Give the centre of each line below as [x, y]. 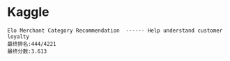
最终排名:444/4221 [32, 44]
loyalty [18, 36]
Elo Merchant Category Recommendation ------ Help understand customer [115, 31]
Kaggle [29, 12]
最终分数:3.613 [27, 51]
